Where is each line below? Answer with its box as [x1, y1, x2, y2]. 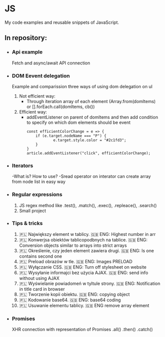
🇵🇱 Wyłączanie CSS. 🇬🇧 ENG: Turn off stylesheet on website [19, 264, 147, 270]
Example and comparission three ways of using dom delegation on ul [11, 83, 153, 89]
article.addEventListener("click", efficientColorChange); [26, 151, 151, 156]
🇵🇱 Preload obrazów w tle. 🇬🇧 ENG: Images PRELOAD [19, 258, 133, 264]
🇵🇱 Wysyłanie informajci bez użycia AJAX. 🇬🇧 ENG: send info [19, 270, 149, 276]
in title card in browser [19, 286, 65, 292]
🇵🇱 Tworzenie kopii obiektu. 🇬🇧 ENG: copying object [19, 291, 130, 297]
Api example [11, 49, 43, 56]
